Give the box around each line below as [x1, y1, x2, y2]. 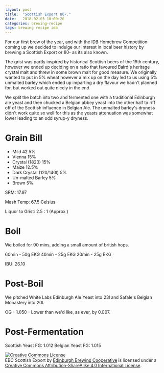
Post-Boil [5, 278, 44, 290]
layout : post [5, 7, 32, 12]
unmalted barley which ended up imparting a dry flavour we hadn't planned [5, 80, 158, 86]
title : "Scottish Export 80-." [5, 12, 71, 17]
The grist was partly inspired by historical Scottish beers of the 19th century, [5, 59, 160, 65]
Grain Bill [5, 133, 43, 144]
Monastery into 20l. [5, 299, 45, 305]
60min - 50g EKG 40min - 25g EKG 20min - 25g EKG [5, 251, 112, 257]
